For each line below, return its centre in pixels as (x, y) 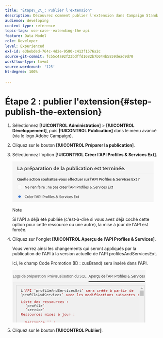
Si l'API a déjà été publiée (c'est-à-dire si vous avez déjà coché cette (81, 219)
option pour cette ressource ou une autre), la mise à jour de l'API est (80, 224)
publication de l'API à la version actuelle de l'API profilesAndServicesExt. (85, 253)
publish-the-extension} (54, 112)
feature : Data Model (26, 36)
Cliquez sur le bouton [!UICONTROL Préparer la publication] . (73, 145)
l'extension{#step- (113, 102)
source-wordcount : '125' (30, 67)
